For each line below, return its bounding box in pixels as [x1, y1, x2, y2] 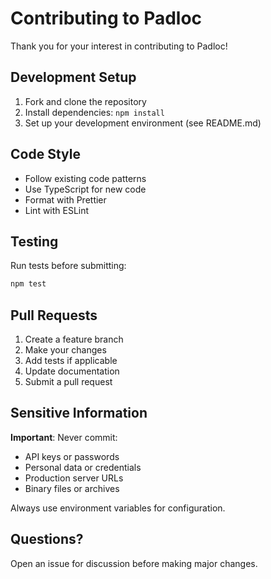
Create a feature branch [24, 333, 124, 346]
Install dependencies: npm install [24, 106, 165, 118]
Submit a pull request [24, 376, 113, 388]
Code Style [10, 146, 81, 163]
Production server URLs [24, 472, 124, 484]
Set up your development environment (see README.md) [24, 117, 262, 129]
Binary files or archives [24, 482, 120, 494]
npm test [10, 279, 47, 289]
